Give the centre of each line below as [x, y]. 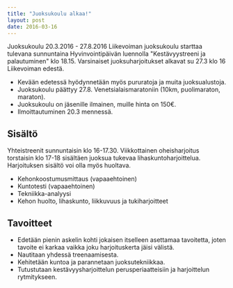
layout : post [26, 20]
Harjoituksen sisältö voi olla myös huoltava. [69, 165]
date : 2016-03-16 [32, 26]
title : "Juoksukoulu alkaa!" [49, 14]
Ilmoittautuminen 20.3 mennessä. [65, 112]
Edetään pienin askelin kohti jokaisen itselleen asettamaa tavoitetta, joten [121, 240]
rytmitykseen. [37, 277]
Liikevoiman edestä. [36, 69]
